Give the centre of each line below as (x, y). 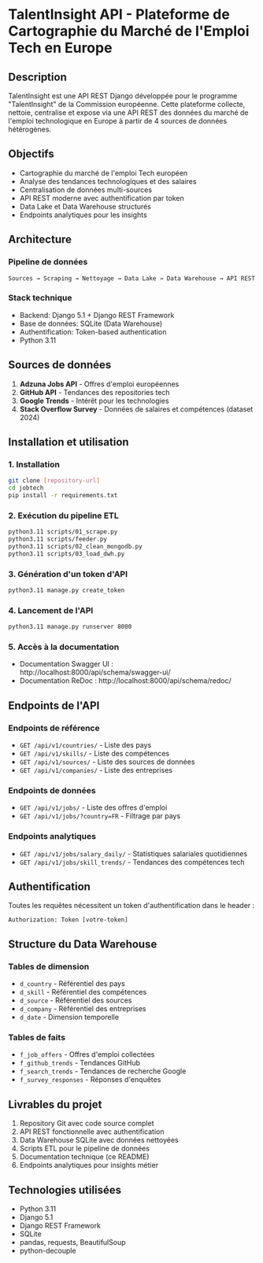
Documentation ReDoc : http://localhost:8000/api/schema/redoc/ (125, 681)
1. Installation (34, 464)
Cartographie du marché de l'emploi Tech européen (104, 173)
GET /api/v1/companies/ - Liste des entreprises (96, 770)
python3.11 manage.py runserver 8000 (70, 627)
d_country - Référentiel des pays (72, 984)
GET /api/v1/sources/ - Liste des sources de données (107, 762)
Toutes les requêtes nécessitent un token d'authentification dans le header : (131, 906)
